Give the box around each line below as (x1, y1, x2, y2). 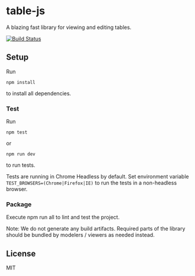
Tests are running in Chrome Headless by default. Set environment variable (6, 173, 189, 180)
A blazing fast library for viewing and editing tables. (6, 24, 132, 31)
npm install (6, 79, 35, 85)
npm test (6, 129, 28, 135)
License (6, 248, 36, 258)
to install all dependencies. (6, 90, 71, 97)
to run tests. (6, 161, 35, 169)
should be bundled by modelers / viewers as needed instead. (6, 232, 155, 239)
